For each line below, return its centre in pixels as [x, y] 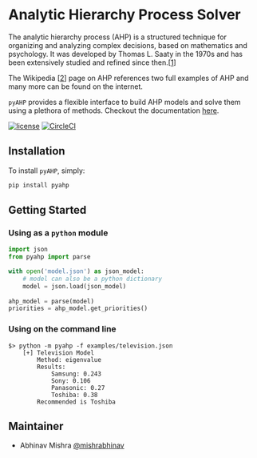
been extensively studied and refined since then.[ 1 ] [93, 62]
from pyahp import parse [49, 257]
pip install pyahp [39, 185]
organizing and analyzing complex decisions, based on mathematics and [128, 45]
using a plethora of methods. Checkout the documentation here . [114, 110]
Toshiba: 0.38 [74, 395]
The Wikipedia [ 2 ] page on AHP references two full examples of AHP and [128, 78]
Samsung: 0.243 [76, 374]
